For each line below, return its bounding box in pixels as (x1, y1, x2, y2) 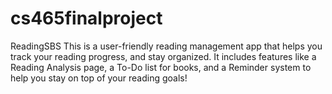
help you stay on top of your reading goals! (10, 72, 188, 84)
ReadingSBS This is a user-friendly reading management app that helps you (10, 40, 323, 52)
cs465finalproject (10, 7, 163, 30)
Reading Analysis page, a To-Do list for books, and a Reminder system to (10, 61, 312, 73)
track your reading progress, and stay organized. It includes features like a (10, 50, 317, 62)
